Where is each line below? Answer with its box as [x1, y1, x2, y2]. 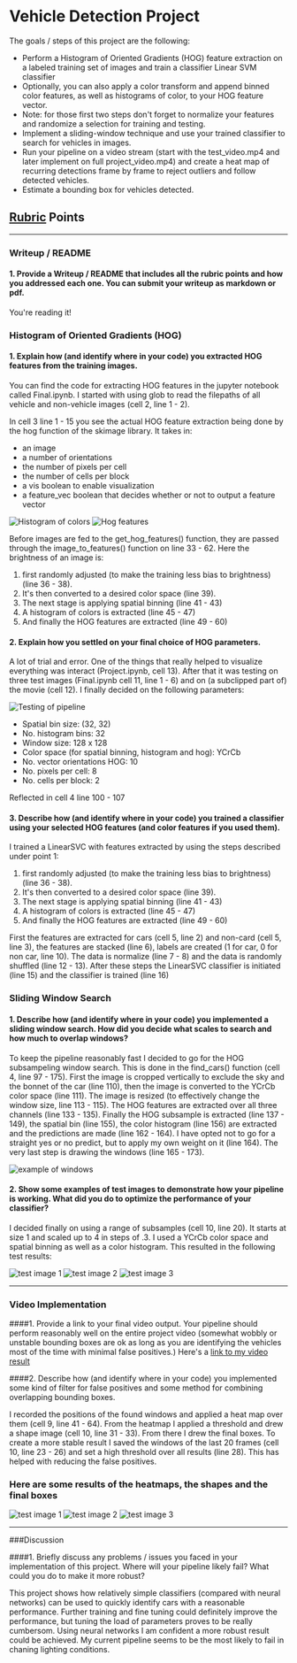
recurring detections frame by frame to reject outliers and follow [21, 166, 256, 176]
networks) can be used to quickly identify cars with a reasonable [9, 1598, 246, 1608]
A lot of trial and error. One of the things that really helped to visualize [9, 657, 263, 667]
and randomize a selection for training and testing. [21, 118, 206, 129]
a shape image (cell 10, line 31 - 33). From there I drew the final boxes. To [9, 1428, 276, 1439]
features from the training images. [9, 360, 139, 371]
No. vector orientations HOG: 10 [21, 757, 139, 767]
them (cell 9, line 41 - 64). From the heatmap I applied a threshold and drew [9, 1419, 284, 1429]
